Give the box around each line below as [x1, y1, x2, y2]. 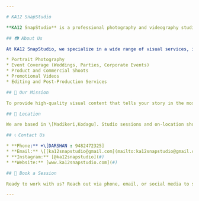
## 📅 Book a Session [6, 170, 57, 176]
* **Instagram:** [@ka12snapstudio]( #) [6, 154, 105, 160]
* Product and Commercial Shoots [6, 68, 89, 74]
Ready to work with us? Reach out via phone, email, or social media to [6, 181, 190, 187]
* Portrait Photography [6, 57, 65, 63]
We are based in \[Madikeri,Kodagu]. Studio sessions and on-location [6, 122, 184, 127]
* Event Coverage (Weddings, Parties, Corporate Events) [6, 62, 150, 68]
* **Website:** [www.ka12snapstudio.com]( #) [6, 159, 118, 165]
